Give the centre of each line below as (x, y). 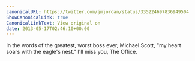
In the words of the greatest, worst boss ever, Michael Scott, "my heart (94, 45)
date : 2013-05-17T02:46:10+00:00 (48, 28)
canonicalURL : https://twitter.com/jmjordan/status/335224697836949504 (97, 12)
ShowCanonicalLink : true (37, 17)
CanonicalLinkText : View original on (53, 23)
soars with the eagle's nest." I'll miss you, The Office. (72, 52)
